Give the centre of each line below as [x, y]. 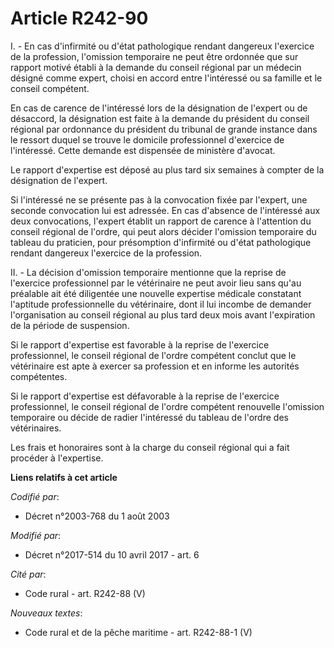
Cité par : [28, 574]
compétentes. [39, 376]
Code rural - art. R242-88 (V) [85, 593]
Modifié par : [36, 535]
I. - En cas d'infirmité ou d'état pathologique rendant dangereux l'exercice [162, 46]
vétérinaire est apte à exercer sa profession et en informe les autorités [155, 366]
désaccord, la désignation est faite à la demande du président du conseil [160, 118]
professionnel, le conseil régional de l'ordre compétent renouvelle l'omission [167, 406]
